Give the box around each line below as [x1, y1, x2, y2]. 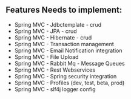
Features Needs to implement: [5, 5, 123, 15]
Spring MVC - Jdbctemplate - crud [14, 21, 102, 28]
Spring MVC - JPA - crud [14, 27, 77, 35]
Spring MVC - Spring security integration [14, 72, 117, 80]
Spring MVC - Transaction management [14, 40, 115, 47]
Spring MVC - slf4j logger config [14, 85, 96, 93]
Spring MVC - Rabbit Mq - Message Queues [14, 60, 125, 67]
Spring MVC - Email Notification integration [14, 47, 123, 54]
